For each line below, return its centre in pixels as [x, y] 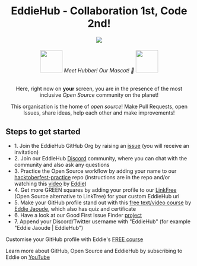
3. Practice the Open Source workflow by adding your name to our [95, 171]
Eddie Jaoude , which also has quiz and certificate [75, 208]
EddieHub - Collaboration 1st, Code [99, 11]
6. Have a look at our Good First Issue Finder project [78, 215]
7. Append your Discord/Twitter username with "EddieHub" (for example [102, 221]
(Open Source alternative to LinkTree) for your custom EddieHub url [97, 196]
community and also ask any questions [62, 164]
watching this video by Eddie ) [50, 183]
